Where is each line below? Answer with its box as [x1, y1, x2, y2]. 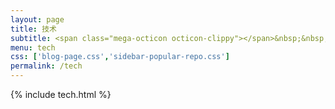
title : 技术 [10, 24, 57, 34]
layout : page [10, 14, 65, 25]
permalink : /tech [10, 61, 83, 71]
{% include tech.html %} [10, 89, 112, 100]
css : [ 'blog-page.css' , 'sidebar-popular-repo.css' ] [10, 52, 230, 62]
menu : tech [10, 42, 56, 53]
